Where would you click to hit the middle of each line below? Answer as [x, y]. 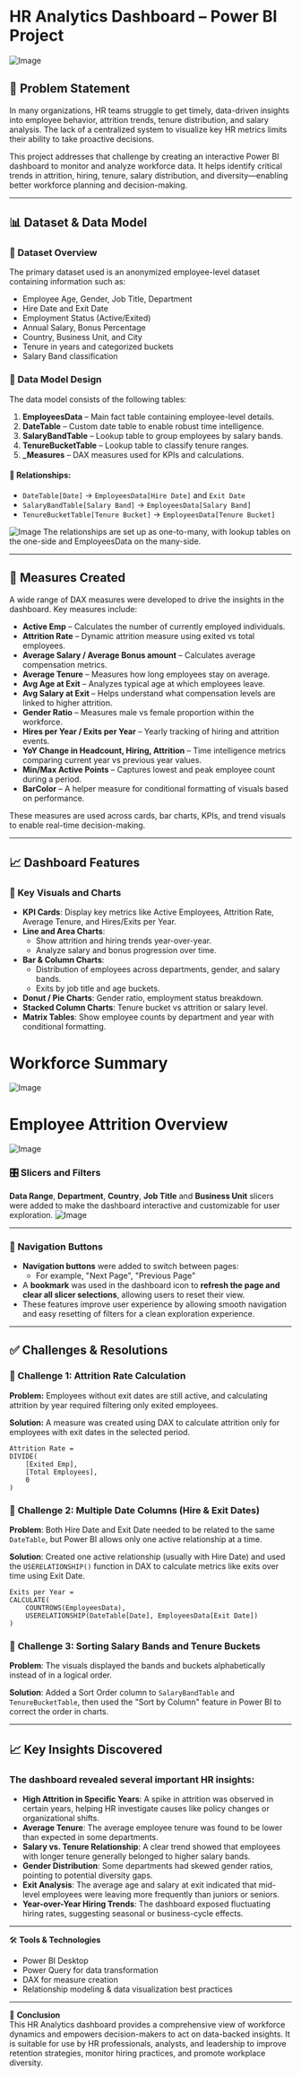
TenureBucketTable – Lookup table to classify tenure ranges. [135, 445]
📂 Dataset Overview [53, 253]
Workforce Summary [89, 1063]
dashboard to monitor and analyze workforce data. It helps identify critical [146, 166]
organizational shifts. [61, 1818]
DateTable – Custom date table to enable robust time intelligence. [143, 426]
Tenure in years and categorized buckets [98, 346]
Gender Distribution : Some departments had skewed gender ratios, [147, 1865]
